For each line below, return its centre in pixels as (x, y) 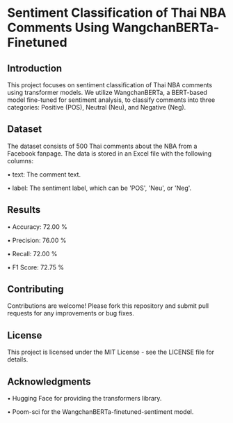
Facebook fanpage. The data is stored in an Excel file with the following (110, 153)
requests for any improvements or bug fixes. (71, 313)
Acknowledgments (49, 381)
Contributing (35, 289)
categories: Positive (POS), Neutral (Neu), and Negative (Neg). (97, 107)
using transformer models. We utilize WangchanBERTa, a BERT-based (107, 92)
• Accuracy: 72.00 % (37, 227)
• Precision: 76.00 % (37, 240)
